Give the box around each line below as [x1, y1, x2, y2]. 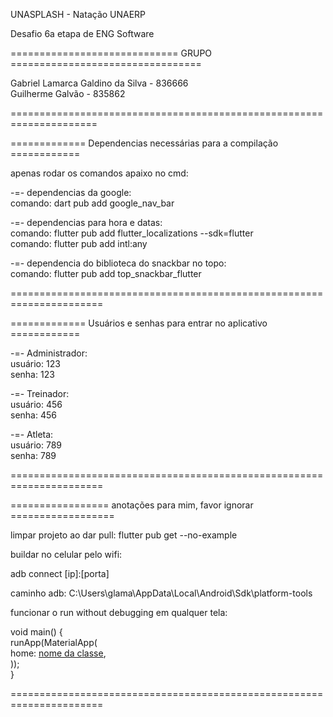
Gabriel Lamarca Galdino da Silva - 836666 [10, 77, 189, 89]
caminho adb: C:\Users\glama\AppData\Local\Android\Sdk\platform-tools [10, 587, 313, 599]
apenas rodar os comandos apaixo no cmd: [10, 167, 189, 179]
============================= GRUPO [10, 47, 213, 59]
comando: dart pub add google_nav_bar [10, 197, 175, 209]
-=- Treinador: [10, 388, 70, 399]
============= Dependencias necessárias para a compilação [10, 137, 279, 149]
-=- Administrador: [10, 347, 88, 359]
